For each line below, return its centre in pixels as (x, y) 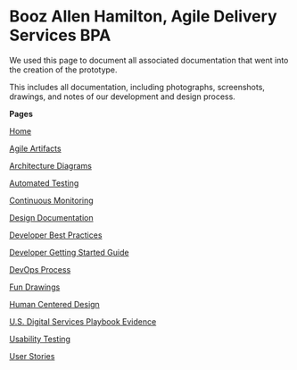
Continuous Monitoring (51, 200)
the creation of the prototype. (63, 70)
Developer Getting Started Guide (69, 252)
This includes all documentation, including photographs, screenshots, (137, 87)
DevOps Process (40, 269)
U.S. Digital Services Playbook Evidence (83, 321)
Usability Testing (40, 339)
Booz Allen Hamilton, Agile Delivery (143, 17)
